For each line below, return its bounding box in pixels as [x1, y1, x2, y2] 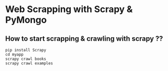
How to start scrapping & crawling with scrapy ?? [5, 34, 163, 43]
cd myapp [5, 52, 24, 57]
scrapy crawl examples [5, 61, 53, 66]
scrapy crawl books [5, 56, 47, 61]
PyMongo [5, 14, 47, 26]
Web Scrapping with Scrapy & [5, 4, 133, 15]
